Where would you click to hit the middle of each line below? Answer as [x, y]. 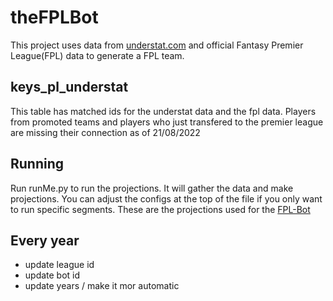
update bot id [52, 275]
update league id [59, 265]
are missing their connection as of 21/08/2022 [105, 132]
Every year [45, 240]
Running [37, 164]
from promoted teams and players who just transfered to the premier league [167, 122]
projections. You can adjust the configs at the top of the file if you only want [166, 198]
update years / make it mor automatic [102, 286]
